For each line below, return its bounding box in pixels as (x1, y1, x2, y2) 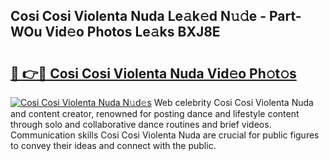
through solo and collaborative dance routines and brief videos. (10, 119, 272, 130)
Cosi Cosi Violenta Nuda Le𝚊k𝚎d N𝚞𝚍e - (10, 8, 267, 25)
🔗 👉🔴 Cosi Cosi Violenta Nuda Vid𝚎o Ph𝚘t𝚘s (10, 65, 297, 82)
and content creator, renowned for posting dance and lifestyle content (10, 108, 300, 119)
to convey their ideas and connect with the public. (10, 140, 217, 151)
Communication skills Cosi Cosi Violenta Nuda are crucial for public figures (10, 129, 320, 141)
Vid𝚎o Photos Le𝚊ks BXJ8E (44, 24, 221, 41)
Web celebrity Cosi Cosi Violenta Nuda (153, 97, 314, 108)
